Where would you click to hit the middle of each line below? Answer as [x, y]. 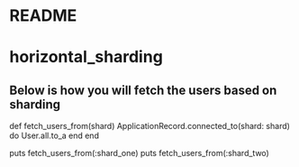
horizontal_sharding [86, 57]
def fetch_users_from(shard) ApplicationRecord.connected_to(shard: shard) [150, 126]
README [43, 16]
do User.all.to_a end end [54, 135]
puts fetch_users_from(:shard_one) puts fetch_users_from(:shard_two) [140, 153]
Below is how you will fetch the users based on [143, 90]
